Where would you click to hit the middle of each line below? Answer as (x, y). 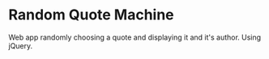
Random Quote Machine (91, 15)
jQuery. (21, 45)
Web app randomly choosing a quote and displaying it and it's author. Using (135, 37)
